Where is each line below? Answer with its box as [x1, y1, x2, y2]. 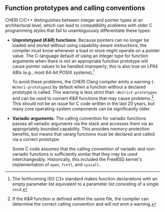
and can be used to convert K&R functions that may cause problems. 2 [12, 95, 154, 102]
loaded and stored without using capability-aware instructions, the [12, 42, 147, 48]
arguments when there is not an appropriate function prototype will [12, 58, 148, 64]
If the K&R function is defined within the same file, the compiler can [12, 196, 149, 202]
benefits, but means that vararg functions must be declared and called [12, 131, 155, 137]
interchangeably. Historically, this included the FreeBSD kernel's [12, 156, 142, 162]
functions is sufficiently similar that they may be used [29, 151, 137, 157]
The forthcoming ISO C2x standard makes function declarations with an [12, 176, 158, 182]
